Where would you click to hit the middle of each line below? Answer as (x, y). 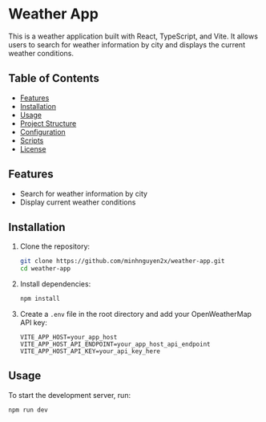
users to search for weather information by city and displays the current (127, 44)
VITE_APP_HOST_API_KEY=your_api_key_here (90, 351)
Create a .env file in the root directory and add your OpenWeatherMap (136, 314)
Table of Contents (54, 78)
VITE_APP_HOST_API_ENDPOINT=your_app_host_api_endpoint (115, 344)
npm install (40, 299)
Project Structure (48, 123)
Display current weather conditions (78, 202)
